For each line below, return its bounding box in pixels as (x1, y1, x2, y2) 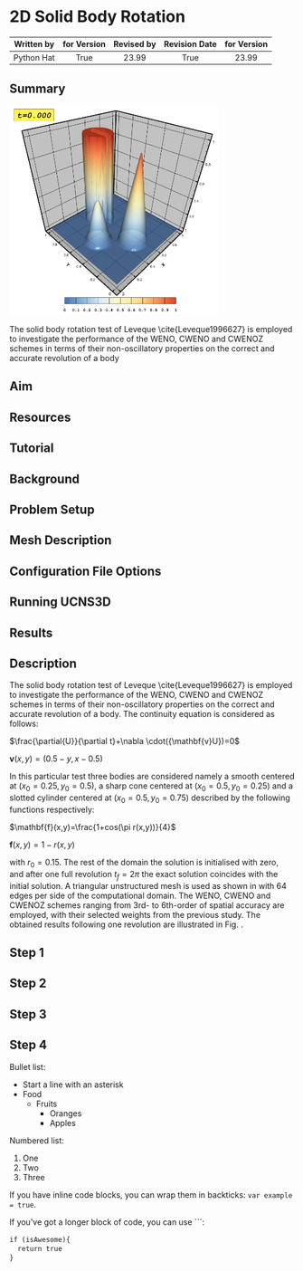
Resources (9, 409, 71, 425)
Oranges (49, 1107, 82, 1119)
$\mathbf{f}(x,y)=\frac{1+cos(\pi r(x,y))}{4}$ (9, 821, 176, 832)
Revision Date (164, 39, 217, 50)
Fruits (35, 1098, 58, 1109)
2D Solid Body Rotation (9, 6, 185, 27)
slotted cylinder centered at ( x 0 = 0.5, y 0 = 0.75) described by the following (9, 792, 291, 805)
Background (9, 471, 80, 486)
